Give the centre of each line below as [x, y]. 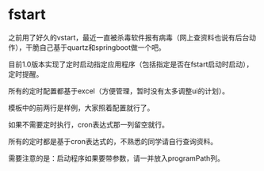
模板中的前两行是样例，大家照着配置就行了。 [81, 108]
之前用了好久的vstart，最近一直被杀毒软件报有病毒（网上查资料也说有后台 [129, 37]
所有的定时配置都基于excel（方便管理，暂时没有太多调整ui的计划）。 [119, 91]
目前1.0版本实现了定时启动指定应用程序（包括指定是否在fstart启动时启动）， [131, 64]
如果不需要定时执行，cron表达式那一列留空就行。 [88, 124]
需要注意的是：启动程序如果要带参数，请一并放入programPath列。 [116, 158]
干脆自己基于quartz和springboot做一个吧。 [96, 47]
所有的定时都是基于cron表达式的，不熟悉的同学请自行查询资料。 [113, 141]
